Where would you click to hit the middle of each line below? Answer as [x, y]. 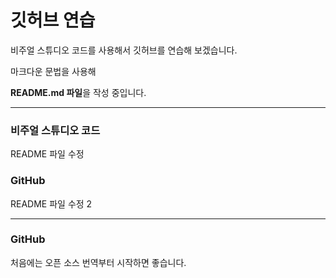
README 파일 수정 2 [51, 203]
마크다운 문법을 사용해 [53, 71]
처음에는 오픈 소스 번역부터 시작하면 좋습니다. [98, 262]
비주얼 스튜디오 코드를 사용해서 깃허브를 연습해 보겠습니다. [124, 50]
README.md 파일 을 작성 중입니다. [78, 92]
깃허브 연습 [53, 20]
